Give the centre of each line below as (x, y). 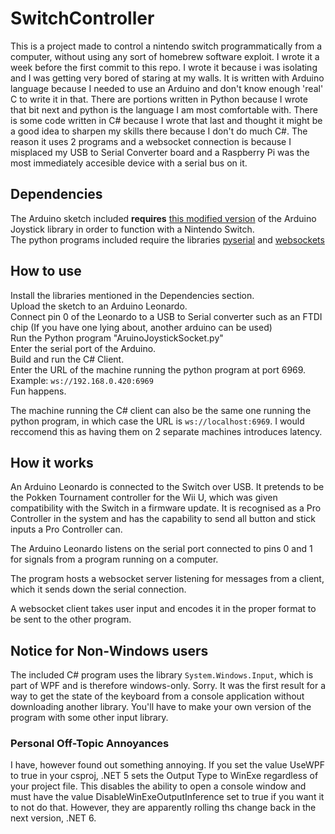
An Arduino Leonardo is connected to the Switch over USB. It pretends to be (167, 487)
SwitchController (82, 18)
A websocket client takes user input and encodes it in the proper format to (163, 609)
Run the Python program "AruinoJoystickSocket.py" (117, 338)
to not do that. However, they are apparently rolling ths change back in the (163, 808)
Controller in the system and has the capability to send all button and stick (163, 519)
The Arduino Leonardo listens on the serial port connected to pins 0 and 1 (161, 549)
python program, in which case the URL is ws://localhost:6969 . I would (157, 421)
